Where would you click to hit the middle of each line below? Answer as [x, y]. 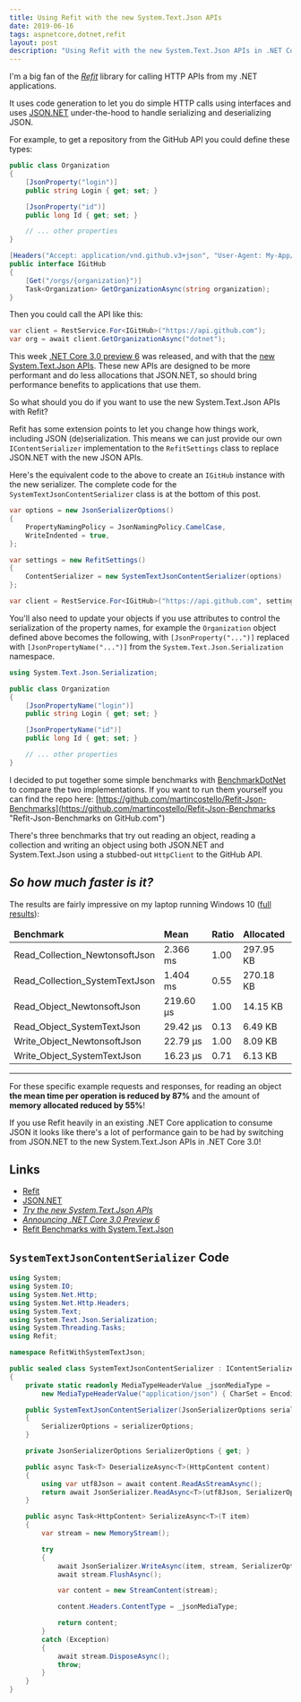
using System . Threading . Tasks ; [68, 1328]
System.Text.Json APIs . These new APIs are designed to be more [130, 366]
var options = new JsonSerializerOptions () [92, 511]
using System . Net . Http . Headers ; [69, 1303]
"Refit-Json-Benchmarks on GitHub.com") [87, 818]
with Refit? [29, 412]
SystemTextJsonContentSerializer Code [120, 1257]
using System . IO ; [42, 1286]
